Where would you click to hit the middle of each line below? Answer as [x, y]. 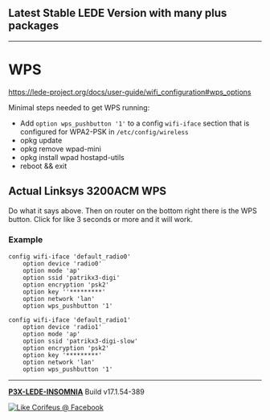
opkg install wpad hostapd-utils [72, 157]
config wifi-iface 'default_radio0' [70, 257]
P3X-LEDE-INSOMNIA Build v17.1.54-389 [76, 391]
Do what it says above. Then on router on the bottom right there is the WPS [133, 210]
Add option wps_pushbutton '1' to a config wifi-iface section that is [135, 123]
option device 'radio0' [63, 264]
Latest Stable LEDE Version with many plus [118, 13]
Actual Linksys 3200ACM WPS [88, 191]
